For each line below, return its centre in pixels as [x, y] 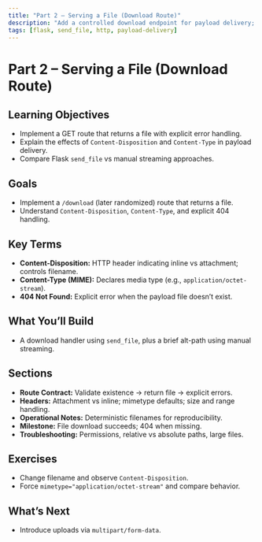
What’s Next [39, 511]
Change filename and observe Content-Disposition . [104, 478]
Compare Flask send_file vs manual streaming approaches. [117, 159]
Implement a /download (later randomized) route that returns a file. [126, 202]
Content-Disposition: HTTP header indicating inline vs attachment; [129, 263]
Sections [30, 374]
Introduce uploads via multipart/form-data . [90, 530]
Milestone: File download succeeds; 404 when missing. [111, 425]
